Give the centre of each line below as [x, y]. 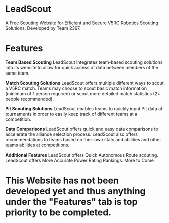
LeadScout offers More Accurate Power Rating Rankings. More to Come [80, 160]
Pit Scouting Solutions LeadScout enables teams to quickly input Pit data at [84, 108]
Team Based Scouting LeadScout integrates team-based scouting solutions [84, 62]
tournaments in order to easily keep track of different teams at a [71, 114]
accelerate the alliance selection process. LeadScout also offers [72, 134]
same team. [17, 73]
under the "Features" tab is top [71, 202]
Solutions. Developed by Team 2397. [43, 28]
